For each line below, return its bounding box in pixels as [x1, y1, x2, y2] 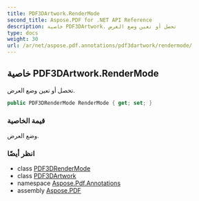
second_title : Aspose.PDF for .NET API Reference [7, 17, 153, 23]
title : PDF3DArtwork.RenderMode [7, 10, 100, 17]
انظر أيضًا [7, 149, 35, 158]
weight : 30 [7, 36, 39, 43]
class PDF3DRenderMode [17, 164, 91, 173]
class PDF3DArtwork [17, 172, 77, 180]
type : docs [7, 29, 39, 37]
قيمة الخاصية [7, 115, 45, 125]
